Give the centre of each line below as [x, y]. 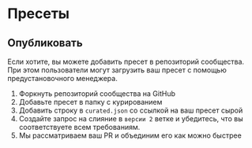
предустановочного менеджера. [62, 78]
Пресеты [39, 14]
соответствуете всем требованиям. [79, 127]
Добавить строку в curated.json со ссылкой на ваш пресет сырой [131, 110]
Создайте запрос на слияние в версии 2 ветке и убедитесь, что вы [131, 118]
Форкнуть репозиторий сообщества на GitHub [97, 94]
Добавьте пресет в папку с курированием [90, 102]
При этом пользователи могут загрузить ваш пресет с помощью [117, 70]
